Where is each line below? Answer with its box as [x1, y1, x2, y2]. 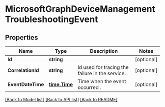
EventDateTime [7, 81, 44, 87]
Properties [5, 33, 38, 42]
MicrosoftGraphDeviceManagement [5, 3, 156, 15]
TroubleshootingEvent [5, 14, 98, 25]
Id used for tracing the [78, 64, 129, 70]
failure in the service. [78, 70, 126, 77]
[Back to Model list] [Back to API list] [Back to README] [5, 97, 118, 102]
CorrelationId [7, 67, 39, 74]
